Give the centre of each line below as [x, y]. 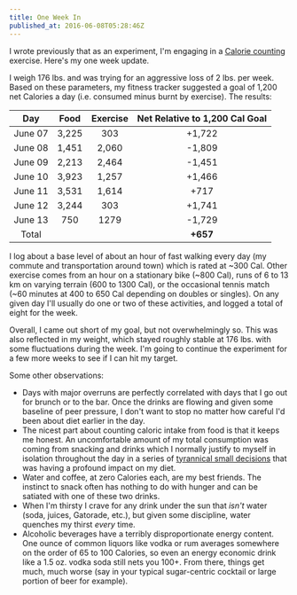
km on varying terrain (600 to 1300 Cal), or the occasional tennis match [140, 284]
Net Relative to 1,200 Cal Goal [202, 118]
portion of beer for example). [75, 581]
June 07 [31, 133]
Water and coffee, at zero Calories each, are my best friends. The [141, 477]
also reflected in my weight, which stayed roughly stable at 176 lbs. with [141, 339]
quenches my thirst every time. [78, 524]
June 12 [31, 205]
